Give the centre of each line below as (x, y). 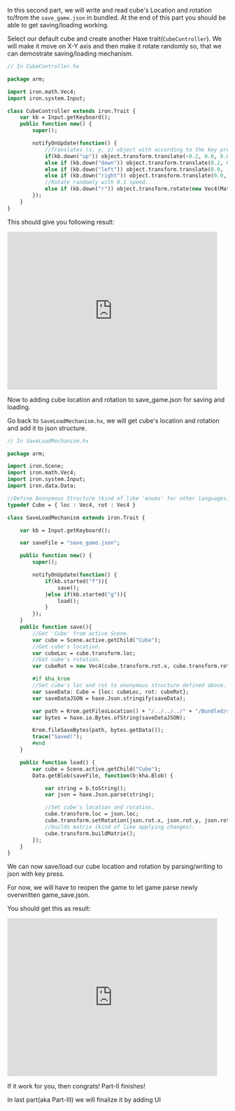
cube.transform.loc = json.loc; (92, 814)
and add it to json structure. (47, 428)
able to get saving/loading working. (58, 25)
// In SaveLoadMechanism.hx (48, 441)
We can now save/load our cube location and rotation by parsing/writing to (115, 867)
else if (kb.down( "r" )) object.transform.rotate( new (123, 189)
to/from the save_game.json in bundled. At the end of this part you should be (116, 18)
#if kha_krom (51, 679)
